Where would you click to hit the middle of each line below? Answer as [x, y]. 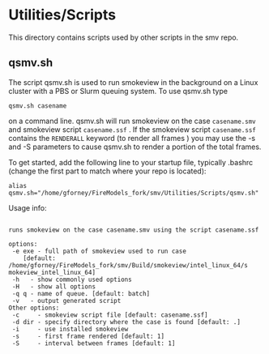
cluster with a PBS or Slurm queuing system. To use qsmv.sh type [118, 91]
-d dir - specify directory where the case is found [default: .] [126, 322]
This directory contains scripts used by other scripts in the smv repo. [124, 37]
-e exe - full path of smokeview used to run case [99, 251]
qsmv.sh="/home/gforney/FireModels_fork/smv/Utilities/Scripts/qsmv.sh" [134, 193]
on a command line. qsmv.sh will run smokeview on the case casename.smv [132, 121]
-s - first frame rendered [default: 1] [88, 336]
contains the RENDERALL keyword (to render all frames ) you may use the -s [132, 138]
